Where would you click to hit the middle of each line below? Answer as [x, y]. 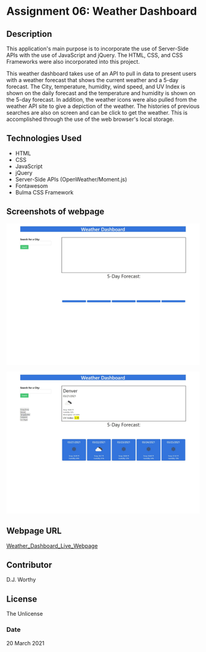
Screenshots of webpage [55, 212]
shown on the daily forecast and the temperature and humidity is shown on [101, 93]
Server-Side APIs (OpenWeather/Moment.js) [71, 179]
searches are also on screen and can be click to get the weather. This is [97, 113]
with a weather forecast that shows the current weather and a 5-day [93, 80]
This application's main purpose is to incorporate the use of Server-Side [97, 48]
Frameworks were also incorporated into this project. [73, 62]
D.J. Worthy [21, 580]
